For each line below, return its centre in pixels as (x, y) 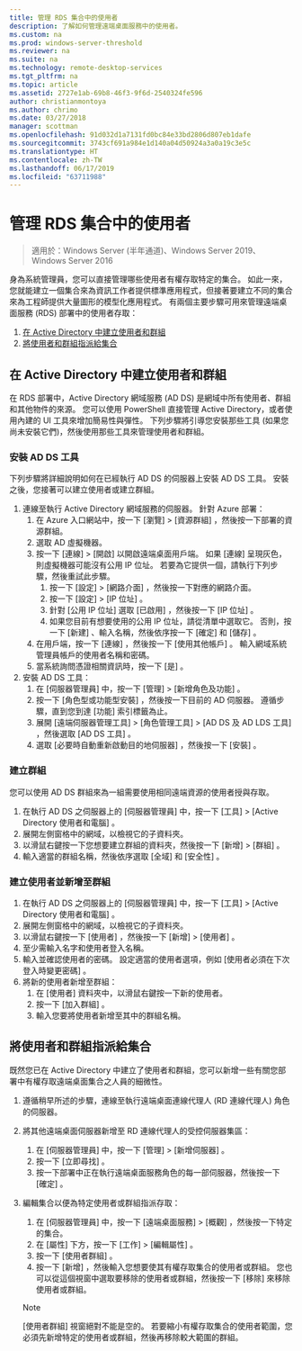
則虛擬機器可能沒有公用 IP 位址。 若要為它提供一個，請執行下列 (153, 565)
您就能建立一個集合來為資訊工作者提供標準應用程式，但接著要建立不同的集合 (151, 291)
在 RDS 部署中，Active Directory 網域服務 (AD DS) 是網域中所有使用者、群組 (150, 398)
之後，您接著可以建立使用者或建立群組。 (84, 490)
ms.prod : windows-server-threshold (76, 43)
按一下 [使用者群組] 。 (76, 1256)
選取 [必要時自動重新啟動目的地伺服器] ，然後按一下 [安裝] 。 (148, 745)
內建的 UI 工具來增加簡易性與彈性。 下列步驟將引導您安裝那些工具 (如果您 (153, 420)
